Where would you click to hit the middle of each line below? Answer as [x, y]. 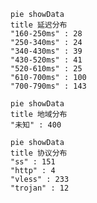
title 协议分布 [39, 153]
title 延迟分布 [39, 25]
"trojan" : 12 [40, 188]
